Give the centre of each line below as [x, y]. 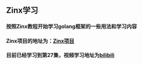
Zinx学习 [22, 10]
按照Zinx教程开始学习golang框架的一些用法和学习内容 [71, 26]
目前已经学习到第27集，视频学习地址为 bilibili [60, 55]
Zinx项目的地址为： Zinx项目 [40, 41]
